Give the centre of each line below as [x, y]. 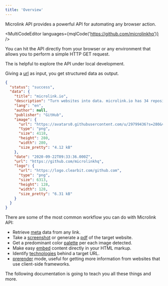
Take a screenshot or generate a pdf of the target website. [72, 238]
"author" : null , [31, 110]
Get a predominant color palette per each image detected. [72, 243]
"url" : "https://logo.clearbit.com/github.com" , [70, 171]
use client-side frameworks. [41, 264]
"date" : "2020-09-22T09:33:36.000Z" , [53, 157]
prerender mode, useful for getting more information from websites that [86, 259]
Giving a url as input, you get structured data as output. [62, 73]
